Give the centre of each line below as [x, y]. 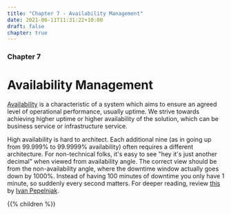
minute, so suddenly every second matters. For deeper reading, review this [114, 184]
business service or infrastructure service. [67, 126]
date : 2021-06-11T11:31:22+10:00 [55, 20]
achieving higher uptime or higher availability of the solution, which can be [113, 119]
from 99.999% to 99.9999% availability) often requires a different [100, 147]
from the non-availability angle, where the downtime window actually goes [113, 169]
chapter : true [28, 33]
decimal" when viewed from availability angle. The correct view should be [112, 162]
